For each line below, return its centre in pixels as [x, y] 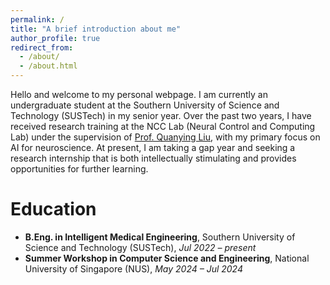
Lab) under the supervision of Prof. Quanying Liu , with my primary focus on [165, 137]
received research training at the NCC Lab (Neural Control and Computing [163, 126]
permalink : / [37, 19]
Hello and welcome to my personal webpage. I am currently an [139, 94]
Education [53, 209]
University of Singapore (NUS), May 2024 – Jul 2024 [134, 268]
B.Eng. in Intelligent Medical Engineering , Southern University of [160, 237]
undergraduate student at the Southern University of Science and [145, 105]
